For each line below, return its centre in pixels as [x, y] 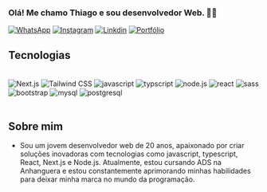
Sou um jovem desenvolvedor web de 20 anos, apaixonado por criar [132, 146]
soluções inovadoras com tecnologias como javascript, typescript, [129, 154]
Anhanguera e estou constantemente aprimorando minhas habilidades [135, 171]
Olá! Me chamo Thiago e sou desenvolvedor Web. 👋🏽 [113, 13]
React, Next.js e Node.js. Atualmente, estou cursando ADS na [120, 163]
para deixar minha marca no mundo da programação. [107, 179]
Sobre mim [36, 126]
